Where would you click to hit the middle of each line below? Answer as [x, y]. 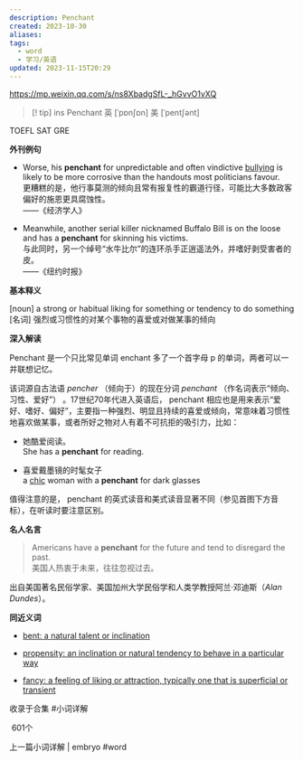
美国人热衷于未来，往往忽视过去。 [95, 568]
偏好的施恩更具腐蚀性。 [66, 199]
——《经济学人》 [54, 210]
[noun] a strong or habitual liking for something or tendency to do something [152, 308]
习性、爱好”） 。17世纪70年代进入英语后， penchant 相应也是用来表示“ [142, 399]
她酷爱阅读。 [46, 441]
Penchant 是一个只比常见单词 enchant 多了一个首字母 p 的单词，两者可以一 [149, 357]
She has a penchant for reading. [83, 451]
